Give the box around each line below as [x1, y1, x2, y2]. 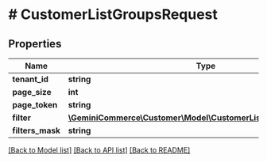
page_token [12, 100, 58, 110]
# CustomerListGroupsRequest [8, 6, 219, 24]
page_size [12, 87, 52, 97]
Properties [8, 37, 62, 51]
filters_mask [12, 125, 61, 136]
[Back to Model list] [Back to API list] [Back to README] [8, 145, 191, 155]
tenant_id [12, 73, 49, 85]
